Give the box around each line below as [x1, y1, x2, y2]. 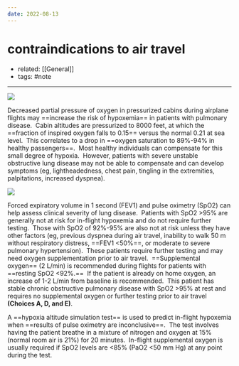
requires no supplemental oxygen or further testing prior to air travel [7, 291, 208, 300]
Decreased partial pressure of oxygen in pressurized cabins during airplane [7, 106, 229, 114]
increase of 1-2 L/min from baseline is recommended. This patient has [7, 276, 215, 285]
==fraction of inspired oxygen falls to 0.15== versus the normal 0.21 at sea [7, 129, 225, 137]
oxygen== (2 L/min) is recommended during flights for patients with [7, 261, 206, 270]
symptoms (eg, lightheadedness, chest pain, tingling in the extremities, [7, 166, 215, 175]
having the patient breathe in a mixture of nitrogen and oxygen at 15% [7, 328, 212, 336]
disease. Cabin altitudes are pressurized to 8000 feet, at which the [7, 121, 205, 129]
